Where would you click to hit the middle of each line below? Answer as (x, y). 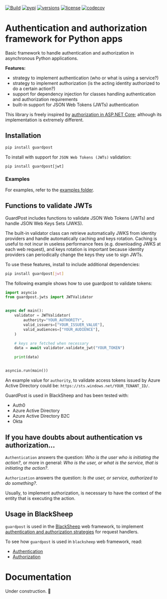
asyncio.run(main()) (27, 371)
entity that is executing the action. (40, 498)
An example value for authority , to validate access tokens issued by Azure (83, 380)
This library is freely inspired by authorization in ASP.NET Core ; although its (83, 114)
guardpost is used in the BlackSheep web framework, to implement (74, 526)
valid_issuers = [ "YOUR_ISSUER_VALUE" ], (64, 325)
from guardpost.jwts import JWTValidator (49, 297)
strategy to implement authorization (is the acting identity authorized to (86, 83)
